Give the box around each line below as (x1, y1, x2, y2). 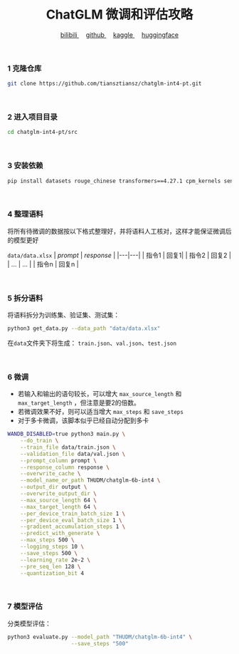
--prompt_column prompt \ (20, 457, 97, 464)
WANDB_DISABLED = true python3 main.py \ (7, 430, 126, 438)
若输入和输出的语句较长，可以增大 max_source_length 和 (17, 390, 182, 398)
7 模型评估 (7, 601, 43, 611)
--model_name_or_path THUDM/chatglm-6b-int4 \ (20, 477, 161, 484)
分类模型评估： (7, 619, 51, 628)
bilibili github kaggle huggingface (60, 30, 179, 39)
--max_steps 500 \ (20, 536, 75, 544)
